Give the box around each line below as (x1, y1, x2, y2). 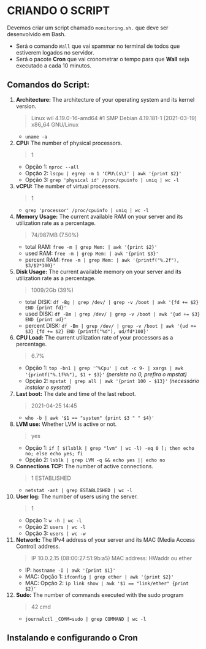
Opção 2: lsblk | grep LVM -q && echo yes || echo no (25, 456, 166, 463)
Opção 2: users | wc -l (25, 523, 86, 530)
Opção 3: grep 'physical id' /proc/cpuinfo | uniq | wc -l (25, 176, 180, 183)
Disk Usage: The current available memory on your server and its (15, 268, 181, 275)
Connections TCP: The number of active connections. (15, 462, 154, 469)
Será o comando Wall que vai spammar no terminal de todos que (15, 42, 180, 50)
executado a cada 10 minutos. (15, 62, 91, 69)
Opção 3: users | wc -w (25, 529, 86, 537)
